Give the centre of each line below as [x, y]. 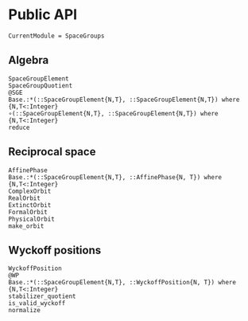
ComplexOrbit [30, 191]
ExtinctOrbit [30, 205]
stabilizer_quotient [43, 296]
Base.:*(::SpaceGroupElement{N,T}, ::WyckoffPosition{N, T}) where [122, 283]
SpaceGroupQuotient [41, 85]
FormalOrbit [28, 212]
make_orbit [26, 226]
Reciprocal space [52, 152]
